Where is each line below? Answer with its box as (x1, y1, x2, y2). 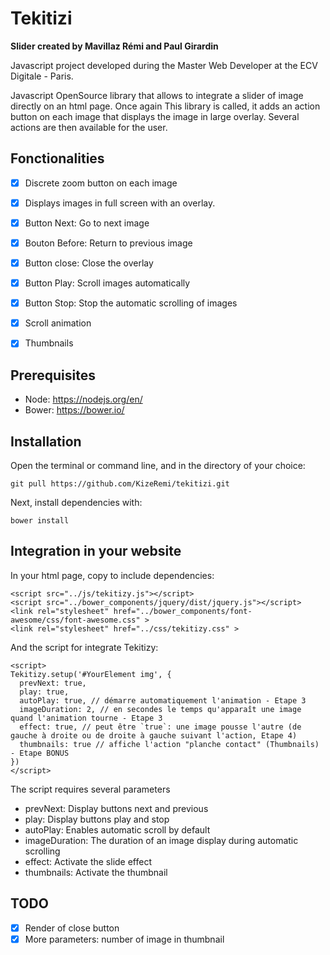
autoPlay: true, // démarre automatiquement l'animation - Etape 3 (19, 695, 307, 706)
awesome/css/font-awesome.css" (10, 615, 141, 625)
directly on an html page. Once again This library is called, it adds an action (10, 100, 321, 112)
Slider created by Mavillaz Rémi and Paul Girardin (10, 40, 219, 52)
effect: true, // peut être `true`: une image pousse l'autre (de (19, 722, 302, 732)
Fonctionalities (10, 150, 105, 167)
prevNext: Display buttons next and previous (24, 802, 209, 814)
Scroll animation (24, 317, 92, 329)
